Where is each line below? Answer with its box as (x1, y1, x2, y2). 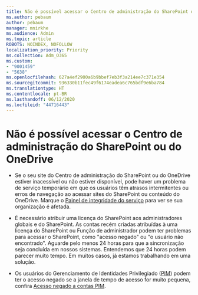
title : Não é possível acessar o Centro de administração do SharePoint (6, 8, 189, 15)
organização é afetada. (14, 203, 71, 210)
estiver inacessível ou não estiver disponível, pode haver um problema (14, 178, 186, 185)
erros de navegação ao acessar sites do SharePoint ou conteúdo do (14, 191, 180, 198)
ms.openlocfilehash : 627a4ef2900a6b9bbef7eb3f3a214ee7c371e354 (6, 74, 165, 80)
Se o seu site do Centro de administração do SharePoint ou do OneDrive (14, 172, 190, 179)
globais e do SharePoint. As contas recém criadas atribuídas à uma (14, 221, 178, 228)
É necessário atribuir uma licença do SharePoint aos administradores (14, 215, 183, 222)
